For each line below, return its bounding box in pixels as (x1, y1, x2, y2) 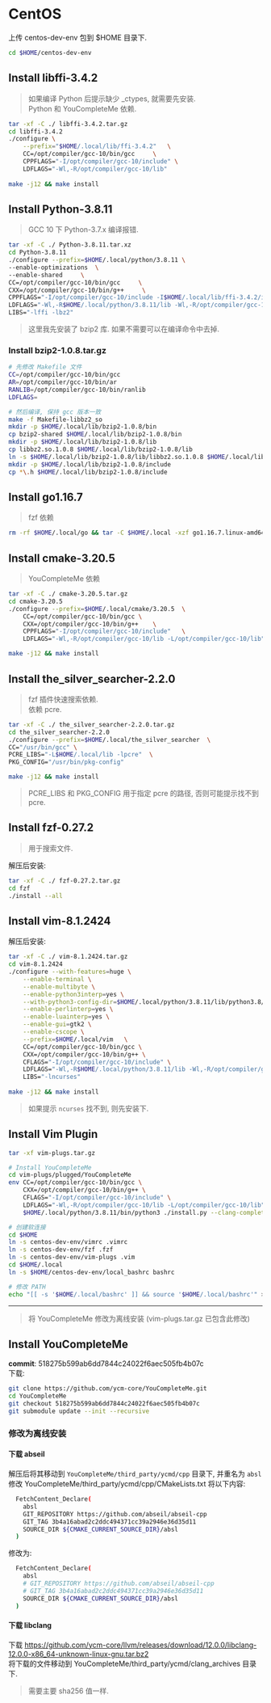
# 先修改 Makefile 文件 (8, 363, 82, 372)
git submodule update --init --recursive (8, 1407, 150, 1415)
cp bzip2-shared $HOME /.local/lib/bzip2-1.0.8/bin (8, 430, 182, 439)
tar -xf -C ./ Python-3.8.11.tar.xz (8, 241, 131, 249)
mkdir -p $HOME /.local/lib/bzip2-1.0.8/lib (8, 438, 157, 446)
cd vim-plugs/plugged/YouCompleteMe (8, 1171, 131, 1179)
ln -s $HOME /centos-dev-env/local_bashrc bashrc (8, 1268, 175, 1276)
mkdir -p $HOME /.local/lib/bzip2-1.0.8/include (8, 460, 172, 469)
